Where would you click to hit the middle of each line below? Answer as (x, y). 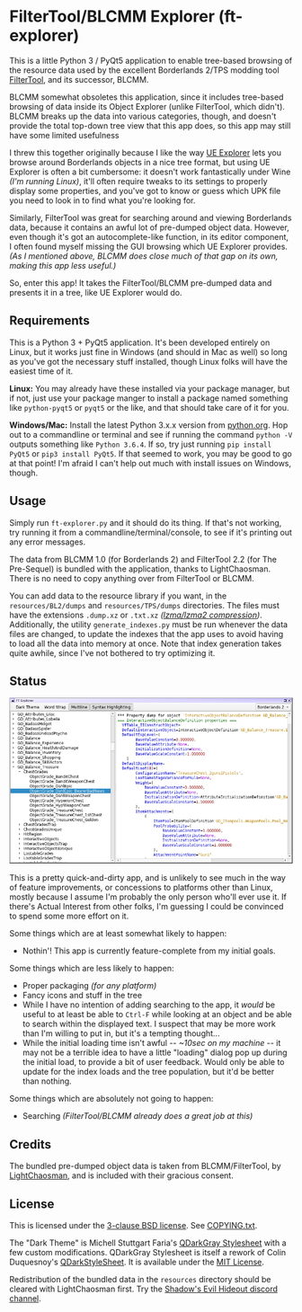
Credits (31, 1144)
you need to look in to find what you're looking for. (102, 200)
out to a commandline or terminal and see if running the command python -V (151, 434)
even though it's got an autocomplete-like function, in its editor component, (149, 236)
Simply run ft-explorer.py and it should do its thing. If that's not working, (146, 522)
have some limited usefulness (64, 135)
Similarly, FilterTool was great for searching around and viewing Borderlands (151, 217)
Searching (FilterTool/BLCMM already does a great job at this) (138, 1116)
